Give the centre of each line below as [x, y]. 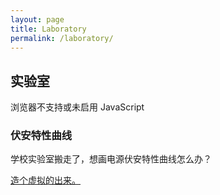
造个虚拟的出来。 [45, 180]
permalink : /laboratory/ [62, 38]
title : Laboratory [48, 29]
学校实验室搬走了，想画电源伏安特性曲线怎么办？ [111, 159]
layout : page [37, 19]
